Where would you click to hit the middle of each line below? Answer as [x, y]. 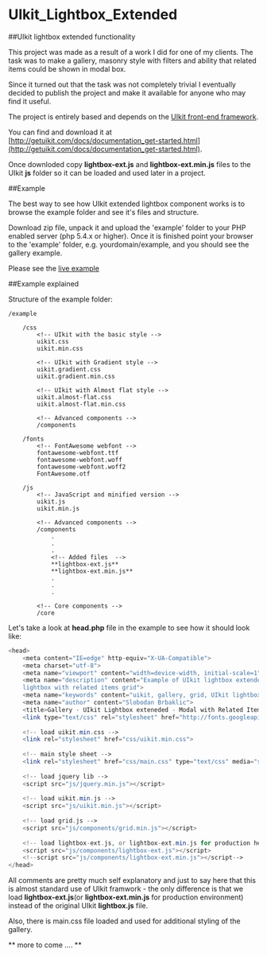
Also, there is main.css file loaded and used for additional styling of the [124, 921]
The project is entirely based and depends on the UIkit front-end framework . [133, 116]
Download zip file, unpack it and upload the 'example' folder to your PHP [127, 227]
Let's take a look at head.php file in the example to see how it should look [129, 628]
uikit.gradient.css [69, 369]
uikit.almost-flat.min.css [81, 404]
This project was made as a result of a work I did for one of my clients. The [131, 52]
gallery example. [35, 253]
